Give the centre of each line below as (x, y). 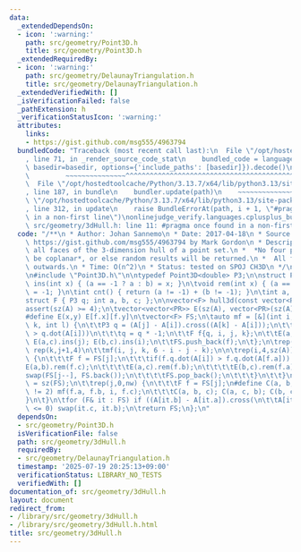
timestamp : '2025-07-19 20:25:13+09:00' (94, 467)
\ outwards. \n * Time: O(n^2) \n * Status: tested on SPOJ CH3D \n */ (156, 268)
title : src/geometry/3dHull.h (66, 533)
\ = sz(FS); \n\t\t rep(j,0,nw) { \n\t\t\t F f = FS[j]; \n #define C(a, (154, 384)
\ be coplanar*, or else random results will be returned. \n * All (156, 259)
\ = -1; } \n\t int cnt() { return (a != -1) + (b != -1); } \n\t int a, (158, 292)
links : (38, 134)
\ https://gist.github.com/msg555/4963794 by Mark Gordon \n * (144, 242)
